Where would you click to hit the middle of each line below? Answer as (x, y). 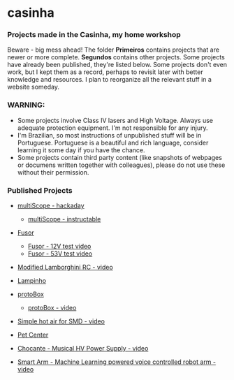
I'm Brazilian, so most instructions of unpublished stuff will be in (109, 135)
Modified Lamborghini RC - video (65, 268)
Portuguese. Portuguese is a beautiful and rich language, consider (113, 142)
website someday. (33, 87)
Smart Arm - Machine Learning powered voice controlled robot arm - (117, 362)
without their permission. (53, 172)
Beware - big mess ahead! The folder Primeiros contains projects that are (114, 50)
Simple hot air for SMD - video (61, 321)
